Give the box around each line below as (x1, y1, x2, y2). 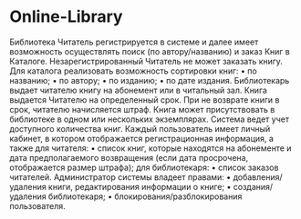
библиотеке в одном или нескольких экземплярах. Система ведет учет (9, 114, 290, 124)
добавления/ (233, 171, 283, 183)
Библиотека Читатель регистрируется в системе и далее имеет (9, 36, 259, 47)
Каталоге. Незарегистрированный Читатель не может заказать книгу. (9, 55, 283, 66)
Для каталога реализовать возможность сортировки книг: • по (9, 65, 257, 76)
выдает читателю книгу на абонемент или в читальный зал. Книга (9, 85, 267, 95)
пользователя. (9, 200, 66, 211)
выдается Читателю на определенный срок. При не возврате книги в (9, 94, 280, 105)
